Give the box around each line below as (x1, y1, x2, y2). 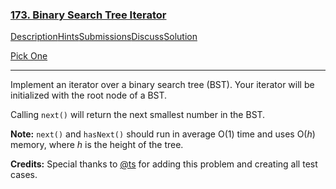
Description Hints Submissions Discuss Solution (10, 31, 198, 43)
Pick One (10, 50, 48, 62)
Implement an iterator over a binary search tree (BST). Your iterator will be (10, 79, 315, 91)
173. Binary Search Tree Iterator (10, 8, 167, 22)
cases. (10, 169, 38, 181)
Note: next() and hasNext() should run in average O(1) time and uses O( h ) (10, 128, 316, 140)
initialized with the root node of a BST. (10, 89, 168, 102)
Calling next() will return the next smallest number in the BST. (10, 109, 266, 121)
